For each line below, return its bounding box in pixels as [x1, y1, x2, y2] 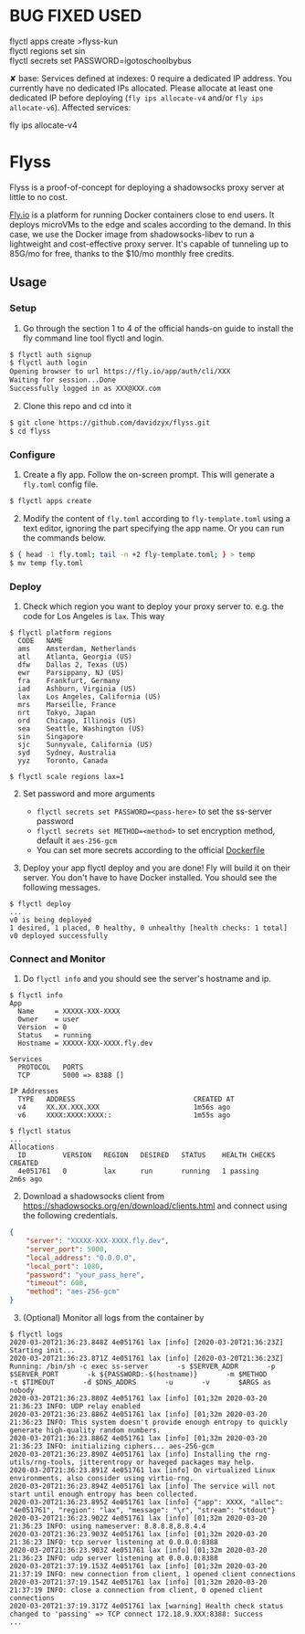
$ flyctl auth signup [9, 350, 92, 359]
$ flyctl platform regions [9, 627, 112, 638]
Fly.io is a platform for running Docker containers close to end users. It [9, 209, 275, 220]
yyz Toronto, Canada [17, 755, 108, 765]
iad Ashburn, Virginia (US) [17, 684, 137, 693]
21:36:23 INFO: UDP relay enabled [9, 1402, 142, 1411]
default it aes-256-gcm [36, 835, 118, 846]
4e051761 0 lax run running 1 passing [17, 1166, 259, 1176]
